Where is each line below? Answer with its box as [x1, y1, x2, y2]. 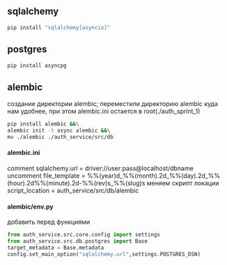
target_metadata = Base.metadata [7, 244, 104, 251]
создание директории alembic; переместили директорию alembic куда [7, 100, 218, 108]
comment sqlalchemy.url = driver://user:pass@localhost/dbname [7, 164, 194, 173]
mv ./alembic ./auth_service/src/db [7, 133, 113, 140]
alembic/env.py [7, 202, 54, 211]
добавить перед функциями [7, 218, 91, 226]
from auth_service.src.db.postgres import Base [7, 238, 148, 245]
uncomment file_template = [7, 172, 86, 180]
